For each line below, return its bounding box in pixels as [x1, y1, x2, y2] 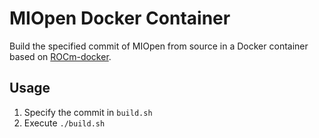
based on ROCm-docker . [9, 50, 112, 62]
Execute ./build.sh [23, 117, 106, 129]
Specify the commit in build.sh [23, 106, 153, 118]
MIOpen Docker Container [9, 7, 231, 30]
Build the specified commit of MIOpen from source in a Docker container [9, 40, 309, 52]
